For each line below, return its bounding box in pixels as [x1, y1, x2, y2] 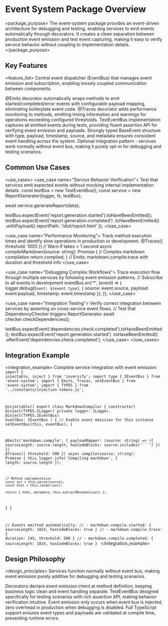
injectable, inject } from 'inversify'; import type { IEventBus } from [5, 374, 160, 379]
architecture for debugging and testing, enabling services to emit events [5, 25, 154, 31]
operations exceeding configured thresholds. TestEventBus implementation [5, 117, 161, 123]
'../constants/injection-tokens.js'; [5, 387, 84, 393]
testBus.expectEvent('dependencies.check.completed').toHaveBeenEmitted [5, 326, 162, 332]
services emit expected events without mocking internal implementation [5, 182, 154, 188]
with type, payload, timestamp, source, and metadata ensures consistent [5, 132, 156, 139]
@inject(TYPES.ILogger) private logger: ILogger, [5, 409, 111, 414]
